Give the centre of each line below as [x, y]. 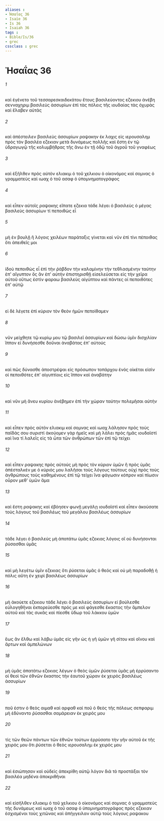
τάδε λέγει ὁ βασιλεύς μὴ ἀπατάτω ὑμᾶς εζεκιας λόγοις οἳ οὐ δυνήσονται [81, 538]
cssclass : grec [22, 46]
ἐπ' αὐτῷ [14, 285]
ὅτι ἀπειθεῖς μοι [21, 242]
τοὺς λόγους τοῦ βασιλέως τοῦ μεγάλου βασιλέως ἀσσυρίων [68, 512]
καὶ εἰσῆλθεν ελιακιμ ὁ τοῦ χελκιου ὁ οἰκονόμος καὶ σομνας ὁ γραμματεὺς [81, 803]
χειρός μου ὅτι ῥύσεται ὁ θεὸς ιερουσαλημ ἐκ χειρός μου [63, 745]
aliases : [15, 10]
